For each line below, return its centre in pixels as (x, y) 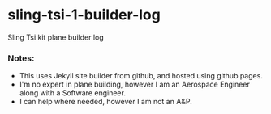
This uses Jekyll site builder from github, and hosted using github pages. (141, 76)
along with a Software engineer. (73, 93)
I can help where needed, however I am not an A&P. (105, 102)
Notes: (21, 58)
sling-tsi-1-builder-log (84, 15)
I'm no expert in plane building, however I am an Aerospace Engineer (135, 84)
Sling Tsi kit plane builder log (56, 37)
